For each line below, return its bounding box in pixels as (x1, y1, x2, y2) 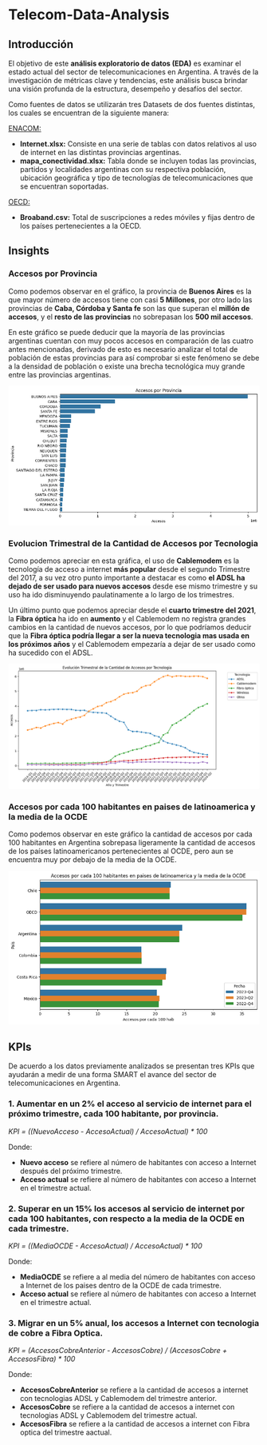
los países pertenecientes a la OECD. (19, 222, 142, 230)
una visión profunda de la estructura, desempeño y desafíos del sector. (8, 84, 243, 94)
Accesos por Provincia (8, 268, 98, 279)
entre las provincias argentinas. (8, 369, 112, 379)
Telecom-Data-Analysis (8, 6, 170, 24)
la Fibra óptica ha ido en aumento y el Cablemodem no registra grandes (8, 614, 246, 624)
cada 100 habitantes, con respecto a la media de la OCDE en (8, 1213, 245, 1224)
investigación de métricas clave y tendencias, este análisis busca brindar (8, 76, 249, 85)
